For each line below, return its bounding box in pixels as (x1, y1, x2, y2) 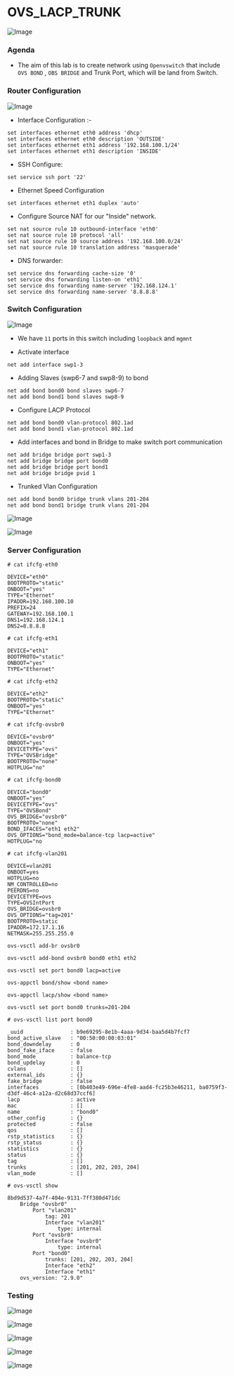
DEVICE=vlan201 (7, 862, 52, 870)
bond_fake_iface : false (7, 1047, 93, 1054)
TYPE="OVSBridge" (7, 752, 58, 759)
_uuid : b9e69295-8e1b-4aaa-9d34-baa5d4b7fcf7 (7, 1029, 190, 1036)
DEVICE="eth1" (7, 647, 49, 654)
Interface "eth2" (44, 1262, 96, 1269)
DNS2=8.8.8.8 (7, 623, 46, 630)
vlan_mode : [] (7, 1170, 83, 1177)
